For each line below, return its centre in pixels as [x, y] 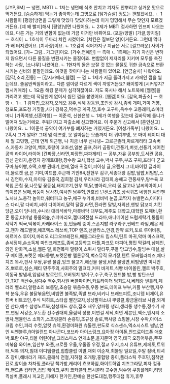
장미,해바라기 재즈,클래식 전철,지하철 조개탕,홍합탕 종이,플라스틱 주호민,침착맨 [87, 357]
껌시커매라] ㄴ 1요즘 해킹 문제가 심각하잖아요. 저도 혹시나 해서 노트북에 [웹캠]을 [83, 90]
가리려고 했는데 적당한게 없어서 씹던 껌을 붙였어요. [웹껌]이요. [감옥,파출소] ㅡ [82, 96]
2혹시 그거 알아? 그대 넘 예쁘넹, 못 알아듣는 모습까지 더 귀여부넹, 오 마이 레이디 [83, 135]
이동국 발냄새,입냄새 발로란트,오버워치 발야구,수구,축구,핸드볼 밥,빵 [71, 274]
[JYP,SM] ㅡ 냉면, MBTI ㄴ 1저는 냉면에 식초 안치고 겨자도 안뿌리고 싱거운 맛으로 [85, 7]
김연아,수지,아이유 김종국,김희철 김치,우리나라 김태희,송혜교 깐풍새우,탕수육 [84, 179]
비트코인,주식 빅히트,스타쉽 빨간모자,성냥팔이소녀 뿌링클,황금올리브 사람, [86, 300]
